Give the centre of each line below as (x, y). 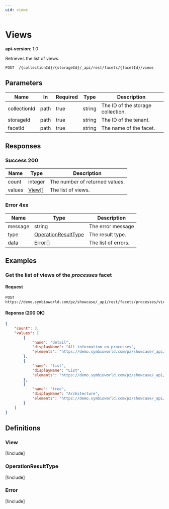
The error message (111, 227)
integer (37, 182)
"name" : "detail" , (51, 342)
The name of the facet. (128, 128)
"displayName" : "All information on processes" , (84, 347)
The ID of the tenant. (125, 120)
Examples (21, 261)
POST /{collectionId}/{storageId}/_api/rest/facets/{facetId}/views (80, 68)
